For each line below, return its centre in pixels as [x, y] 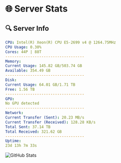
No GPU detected [22, 103]
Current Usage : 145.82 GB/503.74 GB [44, 66]
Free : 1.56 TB [20, 89]
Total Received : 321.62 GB [34, 132]
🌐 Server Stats [37, 9]
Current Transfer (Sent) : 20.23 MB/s [45, 118]
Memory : [13, 61]
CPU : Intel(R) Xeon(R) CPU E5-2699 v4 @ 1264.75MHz [60, 42]
